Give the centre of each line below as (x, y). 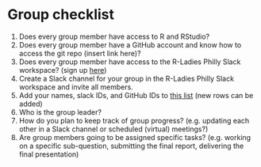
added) (31, 104)
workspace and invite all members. (76, 87)
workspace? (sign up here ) (63, 70)
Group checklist (61, 15)
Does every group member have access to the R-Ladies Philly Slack (130, 62)
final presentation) (49, 154)
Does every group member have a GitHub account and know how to (130, 44)
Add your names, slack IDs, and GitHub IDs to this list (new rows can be (136, 95)
